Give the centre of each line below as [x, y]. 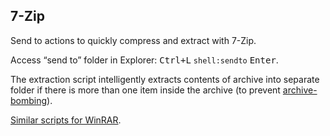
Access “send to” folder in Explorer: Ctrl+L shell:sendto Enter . [144, 60]
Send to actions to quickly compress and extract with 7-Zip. [133, 40]
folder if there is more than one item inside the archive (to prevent [145, 90]
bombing [29, 100]
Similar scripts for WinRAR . [66, 120]
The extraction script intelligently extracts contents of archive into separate [165, 79]
